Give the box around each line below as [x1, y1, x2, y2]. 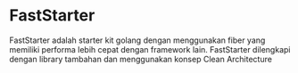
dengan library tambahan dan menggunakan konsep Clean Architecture [9, 53, 272, 64]
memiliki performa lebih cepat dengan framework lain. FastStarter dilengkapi [9, 44, 291, 54]
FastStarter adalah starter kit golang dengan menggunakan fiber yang [9, 35, 266, 45]
